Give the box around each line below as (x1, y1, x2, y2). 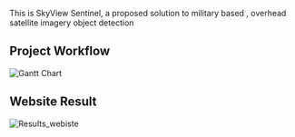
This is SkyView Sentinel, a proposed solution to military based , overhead (9, 8, 287, 18)
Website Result (9, 94, 97, 110)
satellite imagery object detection (9, 17, 134, 28)
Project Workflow (9, 44, 111, 59)
